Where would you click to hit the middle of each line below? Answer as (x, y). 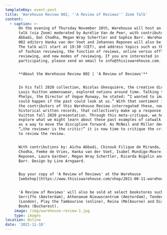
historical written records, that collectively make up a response (90, 111)
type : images (28, 215)
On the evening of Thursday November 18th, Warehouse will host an (90, 28)
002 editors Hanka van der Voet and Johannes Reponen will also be (90, 42)
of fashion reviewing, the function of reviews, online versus (85, 51)
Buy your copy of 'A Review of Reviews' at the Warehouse (80, 174)
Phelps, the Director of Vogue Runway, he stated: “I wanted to (86, 97)
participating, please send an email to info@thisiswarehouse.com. (90, 61)
